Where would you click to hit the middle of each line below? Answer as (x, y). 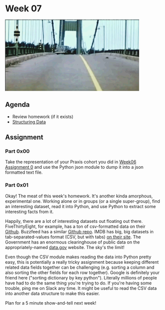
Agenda (17, 105)
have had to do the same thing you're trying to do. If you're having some (78, 283)
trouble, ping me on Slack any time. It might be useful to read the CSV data (81, 288)
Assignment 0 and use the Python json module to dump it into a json (74, 167)
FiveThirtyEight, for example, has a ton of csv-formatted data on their (75, 226)
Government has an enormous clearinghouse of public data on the (73, 242)
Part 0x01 (17, 185)
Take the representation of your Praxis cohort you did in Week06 (71, 162)
